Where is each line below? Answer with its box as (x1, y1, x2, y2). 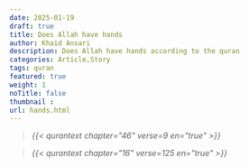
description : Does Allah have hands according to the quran (9, 47, 241, 56)
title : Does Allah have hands (9, 30, 124, 39)
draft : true (9, 22, 54, 31)
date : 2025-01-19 (9, 13, 75, 23)
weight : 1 (9, 80, 47, 89)
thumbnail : (9, 97, 54, 107)
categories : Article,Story (9, 55, 111, 64)
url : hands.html (9, 106, 70, 115)
